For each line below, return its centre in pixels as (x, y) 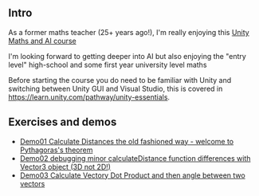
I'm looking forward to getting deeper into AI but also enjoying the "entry (128, 56)
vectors (32, 183)
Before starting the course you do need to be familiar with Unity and (120, 80)
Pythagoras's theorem (56, 150)
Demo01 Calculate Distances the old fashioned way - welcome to (127, 141)
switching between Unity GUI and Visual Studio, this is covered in (116, 88)
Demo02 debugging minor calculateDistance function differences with (135, 158)
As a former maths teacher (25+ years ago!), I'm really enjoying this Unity (129, 32)
